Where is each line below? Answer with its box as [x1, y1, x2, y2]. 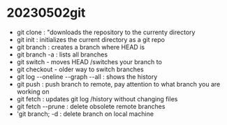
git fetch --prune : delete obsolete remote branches [16, 102, 166, 110]
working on [16, 87, 50, 96]
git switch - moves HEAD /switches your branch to [16, 57, 162, 66]
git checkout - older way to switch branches [16, 65, 144, 73]
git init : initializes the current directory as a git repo [16, 35, 166, 43]
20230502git [6, 5, 86, 21]
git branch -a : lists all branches [16, 50, 108, 59]
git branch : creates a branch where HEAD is [16, 43, 145, 51]
